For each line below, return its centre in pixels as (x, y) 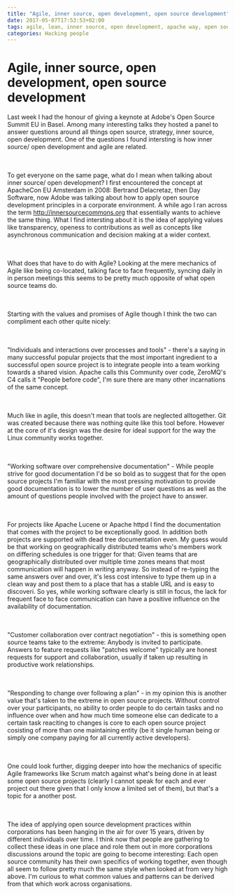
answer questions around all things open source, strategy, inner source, (111, 132)
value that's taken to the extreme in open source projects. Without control (113, 700)
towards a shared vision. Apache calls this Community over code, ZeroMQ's (117, 373)
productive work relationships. (51, 665)
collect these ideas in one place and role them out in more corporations (110, 847)
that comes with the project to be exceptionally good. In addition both (107, 532)
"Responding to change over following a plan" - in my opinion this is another (117, 693)
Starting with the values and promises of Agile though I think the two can (112, 314)
